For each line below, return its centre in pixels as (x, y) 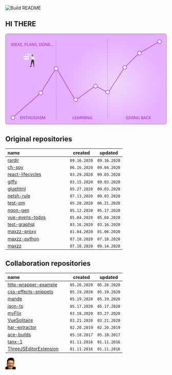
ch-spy (15, 167)
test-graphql (21, 224)
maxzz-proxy (22, 231)
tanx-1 (15, 342)
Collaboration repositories (48, 263)
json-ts (15, 306)
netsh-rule (19, 196)
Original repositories (39, 139)
